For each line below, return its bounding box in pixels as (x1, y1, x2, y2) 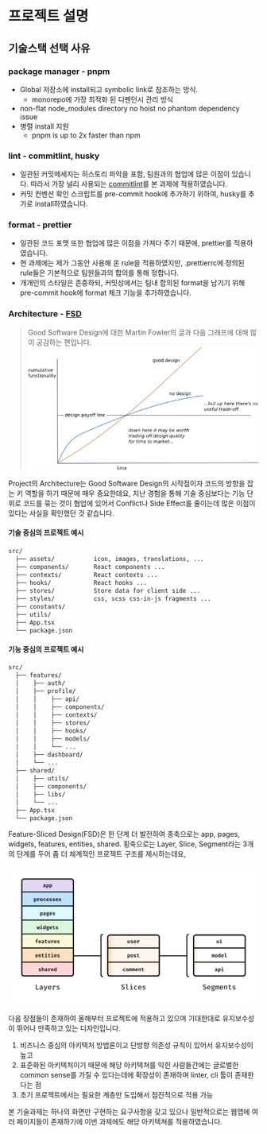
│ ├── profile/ (15, 687, 77, 695)
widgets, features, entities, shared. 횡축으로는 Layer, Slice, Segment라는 (8, 839, 242, 849)
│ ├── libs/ (15, 791, 66, 799)
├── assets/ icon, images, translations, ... (15, 555, 204, 563)
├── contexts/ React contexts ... (15, 571, 158, 579)
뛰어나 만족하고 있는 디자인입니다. (16, 1024, 121, 1033)
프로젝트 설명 (8, 7, 89, 25)
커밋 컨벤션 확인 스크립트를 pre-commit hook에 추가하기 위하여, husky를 (19, 189, 247, 199)
